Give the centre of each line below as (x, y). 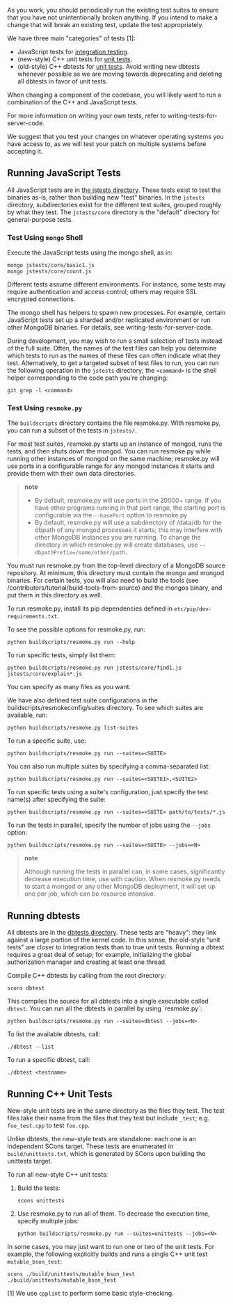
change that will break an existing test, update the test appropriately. (105, 25)
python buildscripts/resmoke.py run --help (71, 643)
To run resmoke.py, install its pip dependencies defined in (90, 609)
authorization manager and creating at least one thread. (87, 962)
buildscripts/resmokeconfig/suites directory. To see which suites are (105, 708)
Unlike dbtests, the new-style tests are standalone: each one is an (102, 1139)
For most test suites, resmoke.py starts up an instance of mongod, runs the (115, 444)
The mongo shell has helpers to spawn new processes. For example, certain (116, 313)
